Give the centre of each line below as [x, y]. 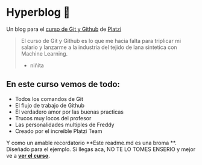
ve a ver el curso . [28, 155]
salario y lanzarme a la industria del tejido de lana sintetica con [99, 47]
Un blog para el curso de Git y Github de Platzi [64, 29]
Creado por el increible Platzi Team [58, 131]
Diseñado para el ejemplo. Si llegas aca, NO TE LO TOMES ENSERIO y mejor [101, 149]
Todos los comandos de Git [49, 99]
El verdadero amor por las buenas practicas [69, 112]
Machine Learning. [44, 53]
